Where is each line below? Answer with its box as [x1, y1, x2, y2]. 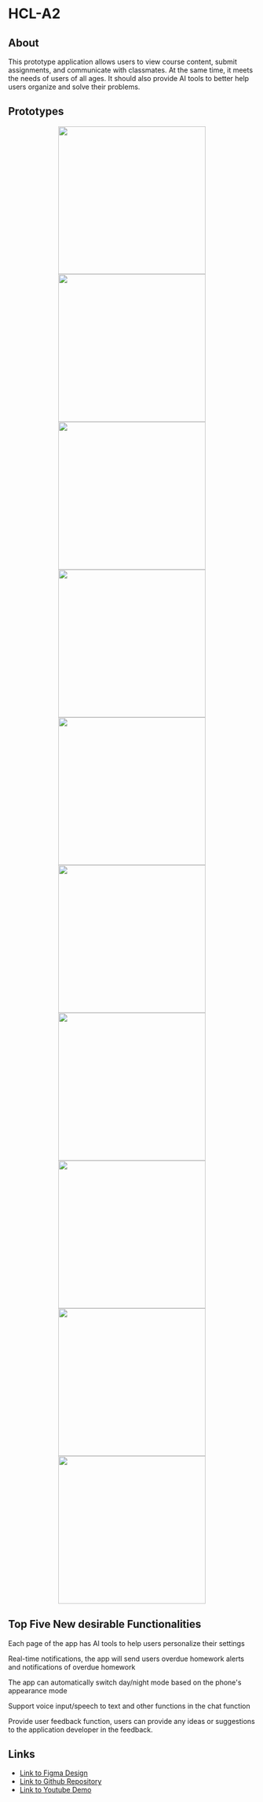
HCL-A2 [8, 5, 61, 23]
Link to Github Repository [19, 1777, 102, 1786]
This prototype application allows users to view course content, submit [8, 57, 237, 66]
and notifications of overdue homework [8, 1662, 136, 1671]
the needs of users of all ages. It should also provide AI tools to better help [8, 74, 250, 83]
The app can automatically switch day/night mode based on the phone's [8, 1678, 242, 1687]
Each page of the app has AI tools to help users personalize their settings [8, 1638, 245, 1648]
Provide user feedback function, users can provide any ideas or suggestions [8, 1716, 255, 1726]
